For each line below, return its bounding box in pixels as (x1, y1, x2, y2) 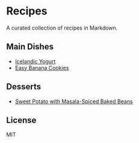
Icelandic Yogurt (14, 57, 56, 65)
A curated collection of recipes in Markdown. (6, 24, 118, 31)
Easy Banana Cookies (14, 64, 69, 71)
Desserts (6, 81, 41, 92)
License (6, 115, 37, 125)
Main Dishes (6, 42, 54, 52)
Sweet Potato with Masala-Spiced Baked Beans (14, 98, 134, 105)
